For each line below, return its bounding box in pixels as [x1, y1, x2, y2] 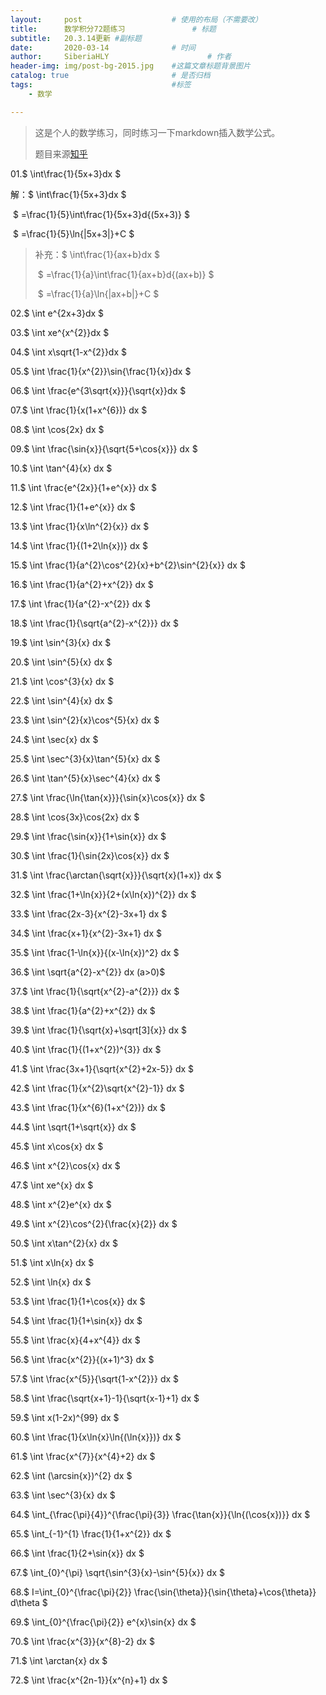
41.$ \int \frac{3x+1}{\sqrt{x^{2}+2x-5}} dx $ [10, 1062, 195, 1075]
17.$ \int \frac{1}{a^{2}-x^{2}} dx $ [10, 597, 151, 610]
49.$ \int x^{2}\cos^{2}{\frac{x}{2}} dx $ [10, 1217, 178, 1230]
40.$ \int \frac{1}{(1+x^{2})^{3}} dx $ [10, 1043, 162, 1055]
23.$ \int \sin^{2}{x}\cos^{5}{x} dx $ [10, 714, 160, 726]
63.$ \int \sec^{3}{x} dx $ [10, 1489, 116, 1501]
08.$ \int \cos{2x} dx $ [10, 423, 105, 435]
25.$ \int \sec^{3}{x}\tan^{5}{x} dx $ [10, 752, 161, 765]
